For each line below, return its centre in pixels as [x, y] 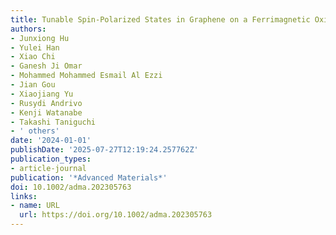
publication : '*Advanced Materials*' [89, 177]
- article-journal [48, 168]
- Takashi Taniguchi [53, 122]
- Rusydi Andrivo [46, 103]
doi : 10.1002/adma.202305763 [71, 187]
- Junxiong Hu [40, 38]
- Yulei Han [35, 47]
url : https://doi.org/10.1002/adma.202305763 [116, 215]
